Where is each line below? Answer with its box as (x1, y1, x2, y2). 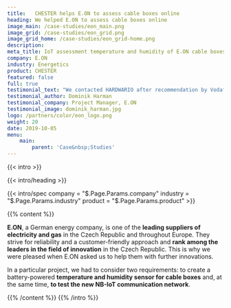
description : (7, 42, 45, 49)
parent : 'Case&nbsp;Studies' (32, 144, 115, 151)
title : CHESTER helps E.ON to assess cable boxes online (7, 10, 180, 17)
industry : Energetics (7, 61, 69, 68)
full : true (7, 80, 38, 87)
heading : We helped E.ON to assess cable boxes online (7, 16, 168, 23)
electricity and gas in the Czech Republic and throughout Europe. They (7, 230, 210, 239)
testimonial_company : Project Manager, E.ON (7, 99, 137, 106)
